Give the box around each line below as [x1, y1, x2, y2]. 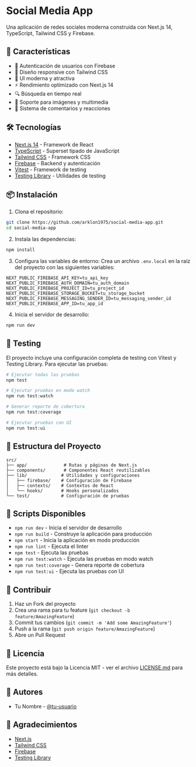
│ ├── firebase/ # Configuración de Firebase [6, 478, 132, 483]
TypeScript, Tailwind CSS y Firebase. [6, 29, 95, 36]
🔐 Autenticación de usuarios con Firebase [14, 62, 116, 69]
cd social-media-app [6, 225, 57, 231]
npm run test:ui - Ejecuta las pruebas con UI [14, 568, 124, 575]
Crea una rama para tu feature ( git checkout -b [14, 606, 130, 613]
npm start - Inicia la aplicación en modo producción [14, 537, 140, 544]
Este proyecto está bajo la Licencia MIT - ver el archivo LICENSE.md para [6, 664, 183, 671]
